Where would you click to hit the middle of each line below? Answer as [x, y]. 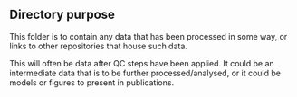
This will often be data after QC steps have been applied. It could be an [142, 63]
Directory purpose [62, 15]
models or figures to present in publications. [92, 82]
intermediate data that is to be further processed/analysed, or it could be [145, 73]
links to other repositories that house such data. [99, 46]
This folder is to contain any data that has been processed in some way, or [148, 36]
